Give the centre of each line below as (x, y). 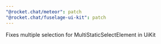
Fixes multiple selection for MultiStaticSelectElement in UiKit (81, 34)
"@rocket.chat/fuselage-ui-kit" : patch (56, 17)
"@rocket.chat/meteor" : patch (44, 12)
